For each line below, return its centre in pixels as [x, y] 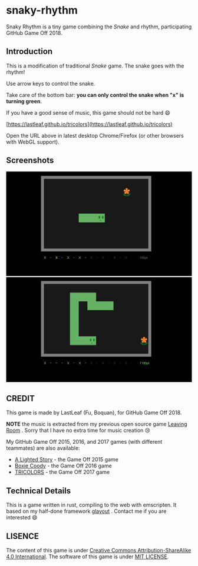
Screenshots [30, 160]
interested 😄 [22, 518]
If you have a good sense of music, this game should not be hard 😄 [88, 112]
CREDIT [21, 399]
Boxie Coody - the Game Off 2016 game [63, 466]
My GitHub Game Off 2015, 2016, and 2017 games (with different [84, 442]
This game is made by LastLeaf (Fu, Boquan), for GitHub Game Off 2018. [94, 413]
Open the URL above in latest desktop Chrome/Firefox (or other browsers [95, 135]
